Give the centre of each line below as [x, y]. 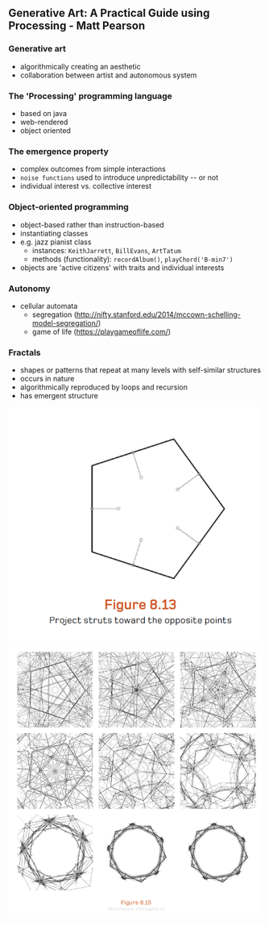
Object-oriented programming [68, 207]
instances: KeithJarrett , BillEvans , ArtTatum [106, 250]
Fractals [25, 352]
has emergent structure [59, 396]
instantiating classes [54, 233]
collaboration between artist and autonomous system [108, 75]
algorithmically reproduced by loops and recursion [103, 387]
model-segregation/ [65, 323]
